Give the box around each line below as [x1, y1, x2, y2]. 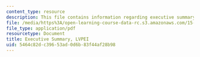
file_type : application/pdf [6, 25, 76, 31]
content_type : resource [6, 8, 65, 15]
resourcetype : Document [6, 31, 65, 37]
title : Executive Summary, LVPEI [6, 36, 89, 42]
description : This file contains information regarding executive [6, 14, 174, 20]
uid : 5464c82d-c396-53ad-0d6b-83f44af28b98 [6, 42, 116, 48]
